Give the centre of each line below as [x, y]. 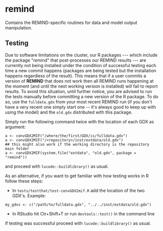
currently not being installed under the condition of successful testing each [81, 65]
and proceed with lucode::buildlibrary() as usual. [57, 166]
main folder [17, 149]
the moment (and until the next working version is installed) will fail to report [81, 86]
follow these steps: [24, 181]
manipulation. [19, 27]
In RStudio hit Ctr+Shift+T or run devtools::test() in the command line [83, 213]
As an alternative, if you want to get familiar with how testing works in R [77, 176]
